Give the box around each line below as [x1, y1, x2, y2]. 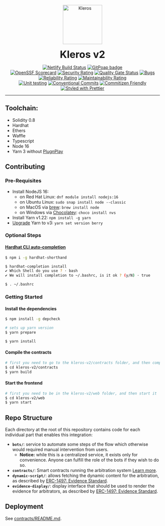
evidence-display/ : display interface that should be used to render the [12, 483, 155, 489]
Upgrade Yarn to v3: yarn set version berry [12, 220, 103, 226]
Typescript [12, 138, 34, 144]
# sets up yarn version [5, 325, 54, 330]
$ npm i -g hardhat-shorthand [5, 255, 67, 260]
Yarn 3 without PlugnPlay [12, 148, 63, 154]
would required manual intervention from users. [12, 447, 109, 452]
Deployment [5, 502, 44, 511]
